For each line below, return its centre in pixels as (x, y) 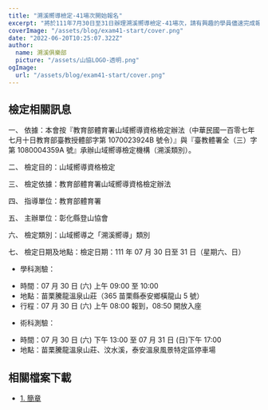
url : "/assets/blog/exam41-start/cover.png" (91, 75)
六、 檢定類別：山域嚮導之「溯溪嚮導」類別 (79, 235)
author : (21, 46)
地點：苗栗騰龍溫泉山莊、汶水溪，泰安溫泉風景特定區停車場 (118, 350)
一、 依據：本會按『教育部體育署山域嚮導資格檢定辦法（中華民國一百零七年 (132, 130)
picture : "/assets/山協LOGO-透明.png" (77, 61)
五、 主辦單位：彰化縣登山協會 (58, 218)
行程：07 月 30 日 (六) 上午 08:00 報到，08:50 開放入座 (110, 306)
